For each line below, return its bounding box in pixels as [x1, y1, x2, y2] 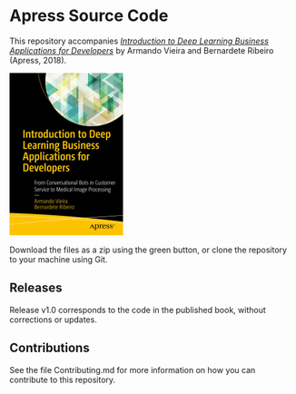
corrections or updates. [9, 314, 97, 325]
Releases [9, 281, 63, 296]
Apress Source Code [9, 5, 169, 26]
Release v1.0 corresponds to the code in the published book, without [9, 304, 266, 315]
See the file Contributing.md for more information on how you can [9, 364, 256, 375]
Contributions [9, 340, 90, 356]
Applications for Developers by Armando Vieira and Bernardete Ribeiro [9, 44, 274, 55]
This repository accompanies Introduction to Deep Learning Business [9, 35, 270, 46]
